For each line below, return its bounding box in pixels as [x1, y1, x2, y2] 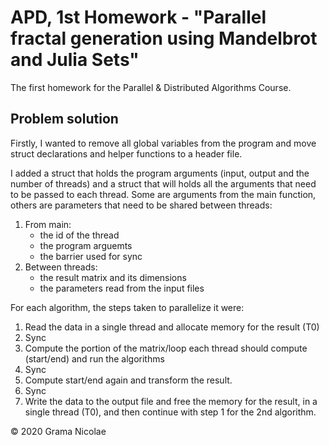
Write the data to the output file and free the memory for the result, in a [24, 395, 318, 407]
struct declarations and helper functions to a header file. [10, 147, 243, 160]
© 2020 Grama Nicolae [10, 425, 107, 437]
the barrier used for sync [39, 250, 143, 262]
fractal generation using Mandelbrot [10, 27, 318, 50]
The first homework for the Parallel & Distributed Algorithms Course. [10, 81, 292, 93]
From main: [24, 218, 72, 230]
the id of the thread [39, 229, 120, 241]
